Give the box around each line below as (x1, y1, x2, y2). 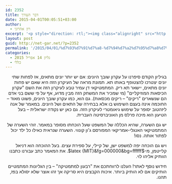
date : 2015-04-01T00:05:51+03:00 (5, 17, 77, 22)
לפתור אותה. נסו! (134, 132, 167, 139)
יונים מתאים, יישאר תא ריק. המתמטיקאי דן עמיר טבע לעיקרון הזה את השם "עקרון (12, 85, 167, 91)
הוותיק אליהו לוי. (135, 153, 167, 159)
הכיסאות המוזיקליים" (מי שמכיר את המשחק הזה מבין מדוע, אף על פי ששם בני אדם (8, 90, 167, 96)
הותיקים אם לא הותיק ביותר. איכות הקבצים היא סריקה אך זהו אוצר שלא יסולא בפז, (10, 169, 167, 175)
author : (5, 21, 22, 27)
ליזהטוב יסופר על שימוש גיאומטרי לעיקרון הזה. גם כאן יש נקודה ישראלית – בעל (17, 106, 167, 112)
